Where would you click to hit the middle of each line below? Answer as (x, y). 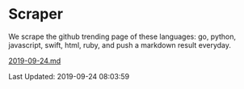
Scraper (36, 14)
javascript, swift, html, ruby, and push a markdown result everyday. (120, 44)
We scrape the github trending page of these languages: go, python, (122, 36)
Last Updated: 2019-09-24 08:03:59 (69, 76)
